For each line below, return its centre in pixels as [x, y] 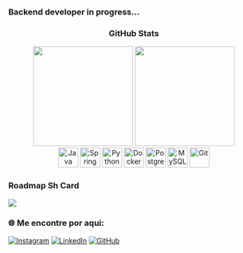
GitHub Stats [134, 33]
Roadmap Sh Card [44, 186]
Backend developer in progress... [74, 12]
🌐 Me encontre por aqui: [57, 223]
